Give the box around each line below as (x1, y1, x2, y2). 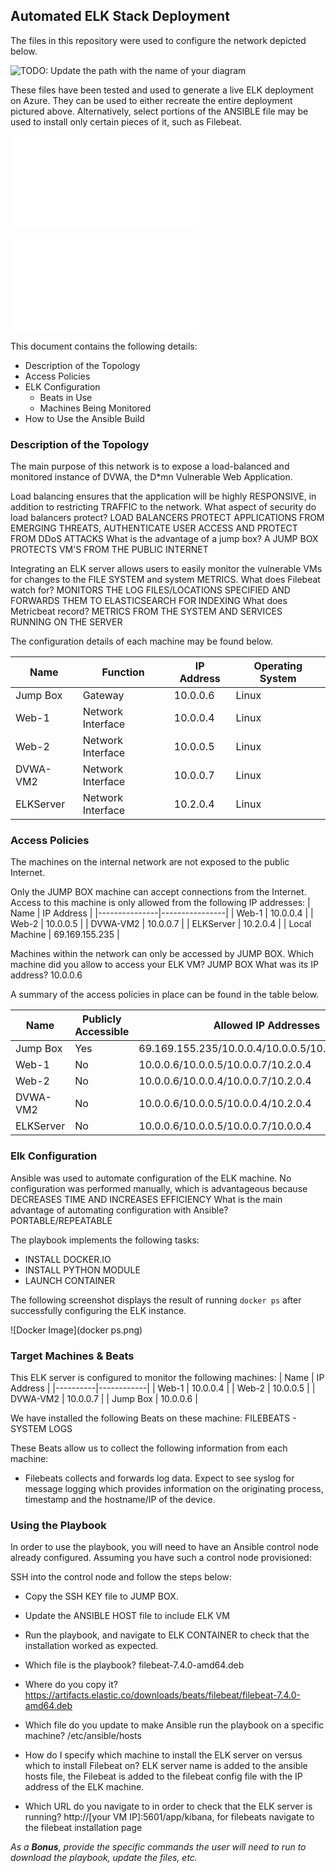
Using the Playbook (10, 1518, 107, 1532)
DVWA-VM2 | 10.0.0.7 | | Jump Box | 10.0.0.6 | (10, 1393, 198, 1404)
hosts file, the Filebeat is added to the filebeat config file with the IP (24, 1770, 303, 1783)
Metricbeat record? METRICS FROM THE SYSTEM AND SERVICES (10, 605, 283, 618)
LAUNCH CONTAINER (24, 1274, 116, 1286)
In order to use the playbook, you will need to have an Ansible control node (10, 1541, 319, 1553)
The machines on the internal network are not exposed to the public (10, 856, 290, 868)
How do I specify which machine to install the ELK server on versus (24, 1749, 303, 1761)
